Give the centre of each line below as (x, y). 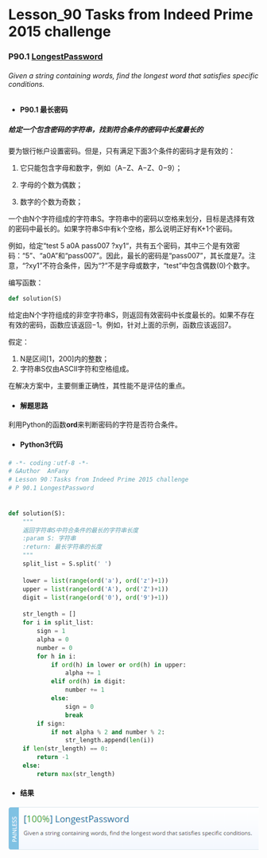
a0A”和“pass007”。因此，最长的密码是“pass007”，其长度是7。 (145, 256)
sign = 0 (79, 706)
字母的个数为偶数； (51, 185)
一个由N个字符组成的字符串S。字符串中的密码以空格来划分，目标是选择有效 (132, 219)
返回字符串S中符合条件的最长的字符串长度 (81, 530)
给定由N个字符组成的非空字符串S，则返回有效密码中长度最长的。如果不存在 (132, 315)
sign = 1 (51, 632)
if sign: (51, 723)
